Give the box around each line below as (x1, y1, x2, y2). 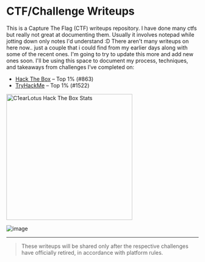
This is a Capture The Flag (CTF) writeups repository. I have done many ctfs (6, 24, 197, 32)
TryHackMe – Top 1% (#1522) (15, 81, 90, 89)
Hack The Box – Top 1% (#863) (15, 75, 94, 82)
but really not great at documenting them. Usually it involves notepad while (6, 31, 195, 38)
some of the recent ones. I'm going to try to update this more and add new (6, 50, 194, 57)
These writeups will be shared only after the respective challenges (21, 242, 189, 250)
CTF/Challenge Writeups (6, 4, 135, 18)
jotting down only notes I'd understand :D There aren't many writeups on (6, 37, 189, 45)
